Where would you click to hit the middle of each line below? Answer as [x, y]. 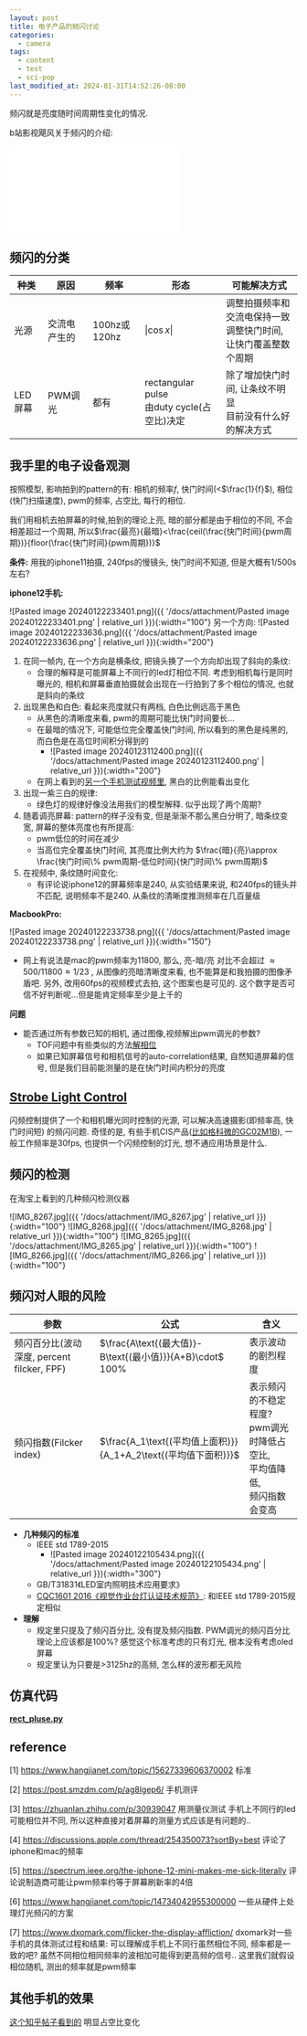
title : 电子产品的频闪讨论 [55, 27]
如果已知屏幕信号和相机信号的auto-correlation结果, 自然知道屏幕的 [161, 1056]
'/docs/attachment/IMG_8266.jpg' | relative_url [167, 1255]
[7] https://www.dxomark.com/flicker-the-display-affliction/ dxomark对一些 [151, 1933]
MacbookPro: [36, 914]
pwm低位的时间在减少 [78, 839]
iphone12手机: [37, 593]
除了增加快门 [253, 376]
